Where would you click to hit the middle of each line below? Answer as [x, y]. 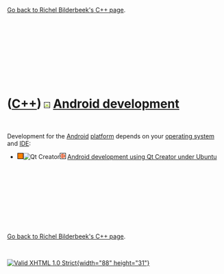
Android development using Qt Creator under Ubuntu [142, 156]
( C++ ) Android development [93, 104]
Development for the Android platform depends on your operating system [111, 136]
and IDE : [19, 143]
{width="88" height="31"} [113, 262]
